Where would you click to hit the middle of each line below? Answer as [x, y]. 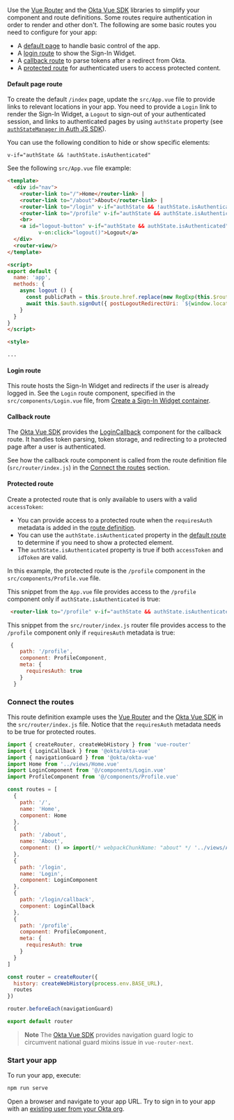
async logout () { [46, 291]
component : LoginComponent [59, 880]
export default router [40, 1022]
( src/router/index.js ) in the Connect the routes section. [89, 468]
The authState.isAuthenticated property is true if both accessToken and [120, 550]
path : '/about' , [44, 835]
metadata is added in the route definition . [76, 527]
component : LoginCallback [57, 906]
